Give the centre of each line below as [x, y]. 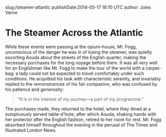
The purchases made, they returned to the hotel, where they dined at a [78, 109]
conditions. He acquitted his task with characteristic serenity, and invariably [83, 79]
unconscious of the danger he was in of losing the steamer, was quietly [79, 52]
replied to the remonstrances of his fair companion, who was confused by [81, 84]
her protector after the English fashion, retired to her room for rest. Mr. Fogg [83, 119]
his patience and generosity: [34, 89]
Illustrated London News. [31, 130]
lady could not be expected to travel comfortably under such [82, 73]
